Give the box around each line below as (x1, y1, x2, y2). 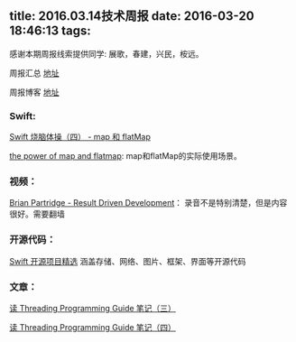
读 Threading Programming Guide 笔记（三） (9, 303, 176, 313)
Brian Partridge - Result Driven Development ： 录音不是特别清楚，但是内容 (9, 198, 288, 208)
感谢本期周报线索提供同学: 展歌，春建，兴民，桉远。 (9, 48, 204, 59)
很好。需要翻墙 (9, 208, 65, 219)
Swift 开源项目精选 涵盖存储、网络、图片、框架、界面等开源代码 (9, 255, 246, 266)
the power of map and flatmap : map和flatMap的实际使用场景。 (9, 151, 242, 162)
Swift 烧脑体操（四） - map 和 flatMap (9, 132, 152, 143)
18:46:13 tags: (9, 23, 92, 39)
